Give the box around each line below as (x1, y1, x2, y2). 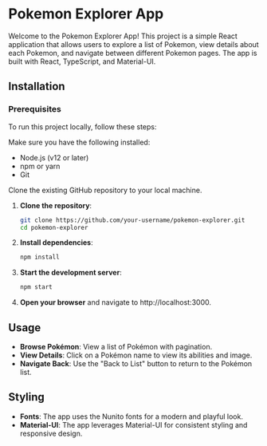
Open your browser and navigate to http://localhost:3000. (19, 298, 211, 307)
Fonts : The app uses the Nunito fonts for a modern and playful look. (19, 412, 243, 421)
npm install (19, 253, 60, 262)
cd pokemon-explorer (19, 223, 88, 231)
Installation (8, 80, 65, 93)
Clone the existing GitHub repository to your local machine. (8, 185, 202, 195)
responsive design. (19, 428, 83, 438)
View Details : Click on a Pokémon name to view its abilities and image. (19, 350, 253, 360)
